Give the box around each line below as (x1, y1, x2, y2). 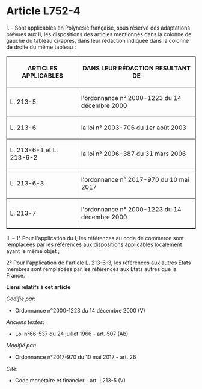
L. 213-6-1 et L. (10, 146, 58, 154)
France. (6, 272, 25, 279)
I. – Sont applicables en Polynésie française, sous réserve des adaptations (6, 24, 191, 31)
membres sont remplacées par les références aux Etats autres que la (6, 265, 177, 272)
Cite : (6, 365, 18, 372)
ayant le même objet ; (6, 247, 60, 254)
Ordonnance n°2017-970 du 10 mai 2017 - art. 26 (14, 353, 136, 361)
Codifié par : (6, 295, 36, 302)
